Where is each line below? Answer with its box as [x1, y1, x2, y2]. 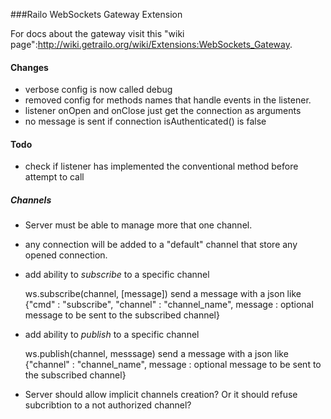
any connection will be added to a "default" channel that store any [24, 239, 298, 251]
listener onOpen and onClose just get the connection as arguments [24, 105, 302, 117]
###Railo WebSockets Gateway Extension [10, 9, 183, 20]
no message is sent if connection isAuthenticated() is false [24, 115, 267, 128]
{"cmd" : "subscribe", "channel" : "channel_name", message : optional [24, 299, 314, 311]
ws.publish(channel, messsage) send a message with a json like [24, 348, 289, 360]
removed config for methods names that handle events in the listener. [24, 94, 312, 106]
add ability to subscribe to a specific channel [24, 269, 210, 281]
